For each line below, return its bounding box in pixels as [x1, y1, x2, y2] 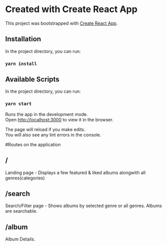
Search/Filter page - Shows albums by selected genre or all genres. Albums [5, 203, 162, 209]
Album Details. [5, 236, 36, 242]
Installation [5, 35, 41, 43]
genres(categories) [5, 175, 45, 181]
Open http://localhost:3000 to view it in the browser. [5, 116, 114, 122]
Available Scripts [5, 75, 59, 84]
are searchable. [5, 208, 38, 214]
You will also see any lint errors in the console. [5, 132, 102, 138]
